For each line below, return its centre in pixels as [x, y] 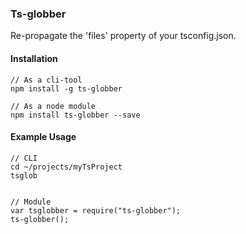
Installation [34, 58]
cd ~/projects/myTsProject [66, 167]
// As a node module [53, 106]
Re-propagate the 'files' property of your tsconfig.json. [123, 36]
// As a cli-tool [46, 80]
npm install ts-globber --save [75, 115]
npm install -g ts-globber [66, 88]
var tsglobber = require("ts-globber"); [96, 210]
